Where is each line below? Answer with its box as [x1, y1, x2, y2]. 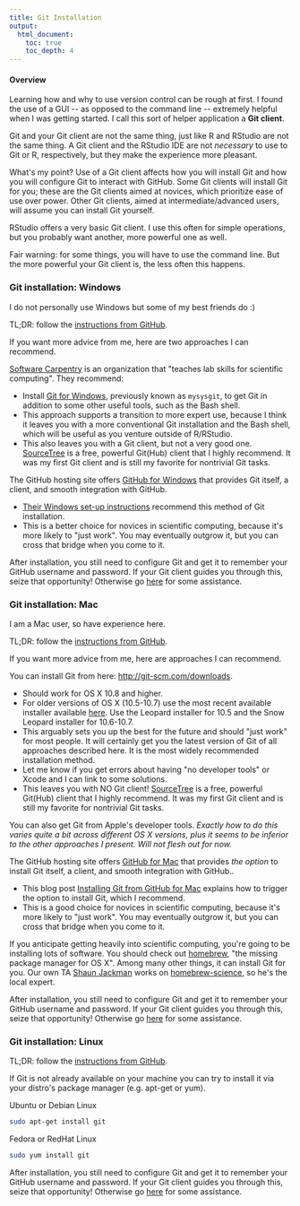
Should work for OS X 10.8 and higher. [21, 688, 164, 698]
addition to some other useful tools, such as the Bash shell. [21, 400, 241, 411]
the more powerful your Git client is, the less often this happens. [9, 259, 246, 270]
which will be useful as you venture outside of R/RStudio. [21, 428, 233, 439]
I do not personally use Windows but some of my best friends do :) [9, 301, 255, 312]
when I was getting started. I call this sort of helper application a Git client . [9, 113, 285, 124]
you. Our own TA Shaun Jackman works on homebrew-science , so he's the [9, 967, 288, 977]
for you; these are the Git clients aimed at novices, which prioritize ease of [9, 186, 284, 197]
